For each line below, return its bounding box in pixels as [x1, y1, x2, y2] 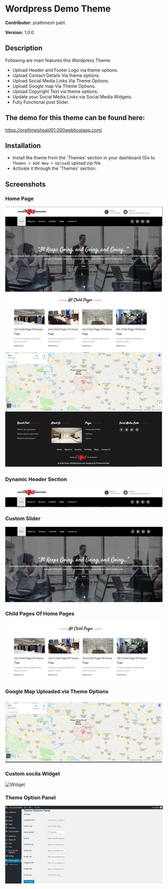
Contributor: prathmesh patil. [5, 20, 66, 26]
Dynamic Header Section [5, 476, 67, 483]
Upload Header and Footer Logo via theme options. [12, 67, 118, 73]
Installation [5, 141, 41, 150]
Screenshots [5, 180, 46, 188]
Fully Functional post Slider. [12, 99, 69, 105]
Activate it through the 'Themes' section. [12, 165, 96, 171]
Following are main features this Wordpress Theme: [5, 57, 111, 63]
